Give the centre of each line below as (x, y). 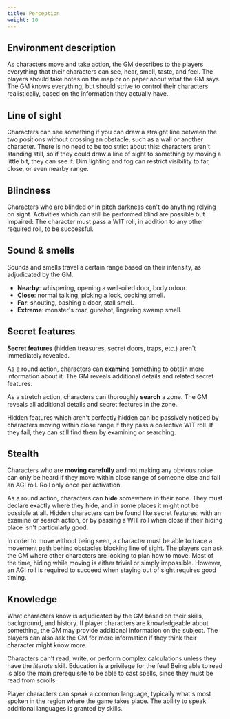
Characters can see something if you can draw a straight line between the (112, 132)
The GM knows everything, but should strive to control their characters (108, 86)
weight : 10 (23, 20)
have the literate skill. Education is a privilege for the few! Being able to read (115, 666)
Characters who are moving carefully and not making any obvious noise (110, 470)
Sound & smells (41, 251)
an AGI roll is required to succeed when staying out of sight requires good (112, 570)
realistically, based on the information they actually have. (88, 94)
